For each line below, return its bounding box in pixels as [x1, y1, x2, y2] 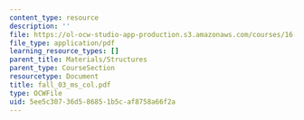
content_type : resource [9, 13, 100, 23]
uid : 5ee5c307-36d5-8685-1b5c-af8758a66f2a [9, 97, 176, 106]
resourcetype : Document [9, 72, 100, 81]
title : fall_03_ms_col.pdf [9, 80, 111, 89]
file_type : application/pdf [9, 38, 116, 48]
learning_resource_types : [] [9, 47, 119, 56]
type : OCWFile [9, 88, 63, 97]
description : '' [9, 22, 71, 31]
